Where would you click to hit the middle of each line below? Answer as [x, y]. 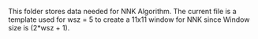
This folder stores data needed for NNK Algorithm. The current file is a [122, 11]
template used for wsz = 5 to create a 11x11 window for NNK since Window [129, 19]
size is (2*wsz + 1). [39, 28]
